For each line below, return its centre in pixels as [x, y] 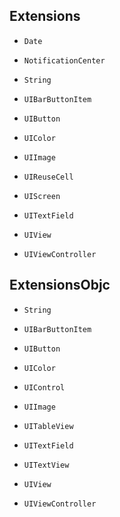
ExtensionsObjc [60, 285]
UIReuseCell [48, 177]
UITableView [48, 426]
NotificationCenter [64, 60]
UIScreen [42, 196]
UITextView [46, 465]
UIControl [44, 387]
